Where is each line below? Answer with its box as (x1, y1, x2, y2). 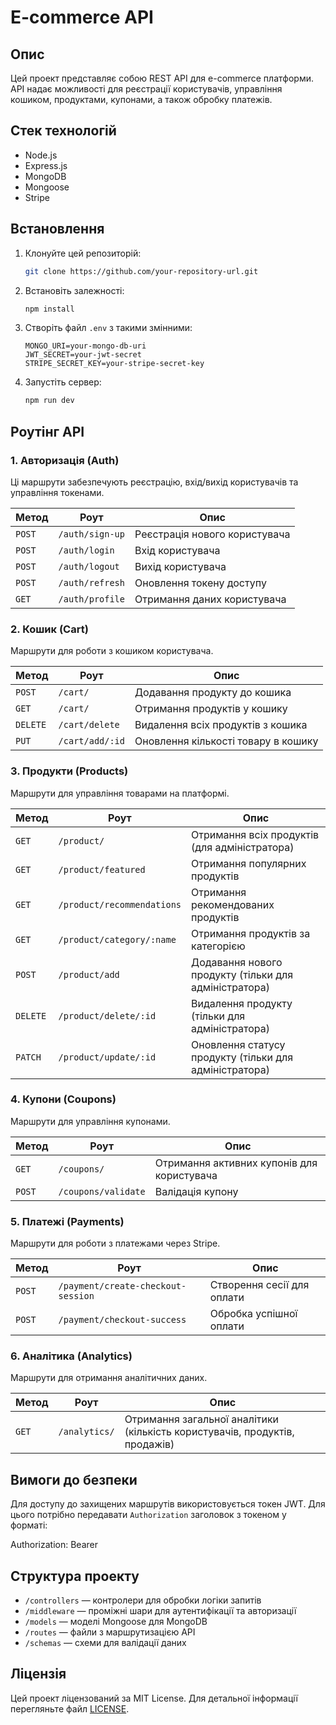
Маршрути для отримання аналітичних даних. (10, 1372, 208, 1384)
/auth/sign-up (58, 528, 125, 540)
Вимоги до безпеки (10, 1471, 138, 1488)
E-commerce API (10, 6, 154, 29)
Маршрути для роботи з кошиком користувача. (10, 645, 214, 657)
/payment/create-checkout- (58, 1281, 187, 1292)
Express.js (24, 159, 68, 171)
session (58, 1291, 95, 1302)
